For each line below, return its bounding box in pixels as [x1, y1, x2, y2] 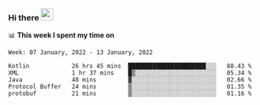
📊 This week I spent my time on [8, 31, 115, 40]
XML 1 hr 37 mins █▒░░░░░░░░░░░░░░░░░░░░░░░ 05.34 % [8, 69, 252, 78]
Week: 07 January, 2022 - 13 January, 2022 [8, 49, 154, 56]
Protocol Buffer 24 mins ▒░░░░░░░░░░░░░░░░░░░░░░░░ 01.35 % [8, 83, 252, 91]
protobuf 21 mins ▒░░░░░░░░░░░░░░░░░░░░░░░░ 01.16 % [8, 90, 252, 98]
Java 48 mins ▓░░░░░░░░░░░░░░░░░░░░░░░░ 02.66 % [8, 76, 252, 84]
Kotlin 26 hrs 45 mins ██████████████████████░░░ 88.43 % [8, 63, 252, 71]
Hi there [8, 12, 39, 23]
